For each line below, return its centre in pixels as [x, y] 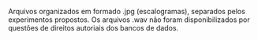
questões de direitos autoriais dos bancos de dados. [93, 28]
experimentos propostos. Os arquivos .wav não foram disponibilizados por [129, 20]
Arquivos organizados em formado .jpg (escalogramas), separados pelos [127, 11]
